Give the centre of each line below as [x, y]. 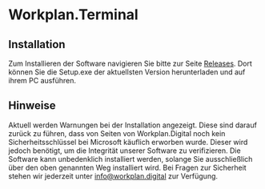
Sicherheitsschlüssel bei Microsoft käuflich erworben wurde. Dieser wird [128, 142]
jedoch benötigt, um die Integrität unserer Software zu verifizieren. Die [125, 151]
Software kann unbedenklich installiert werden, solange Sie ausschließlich [130, 159]
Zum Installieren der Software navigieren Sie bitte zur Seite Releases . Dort [130, 63]
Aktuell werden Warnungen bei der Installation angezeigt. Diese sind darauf [133, 125]
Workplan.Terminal [73, 15]
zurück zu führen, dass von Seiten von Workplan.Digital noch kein [117, 133]
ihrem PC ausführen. [42, 80]
